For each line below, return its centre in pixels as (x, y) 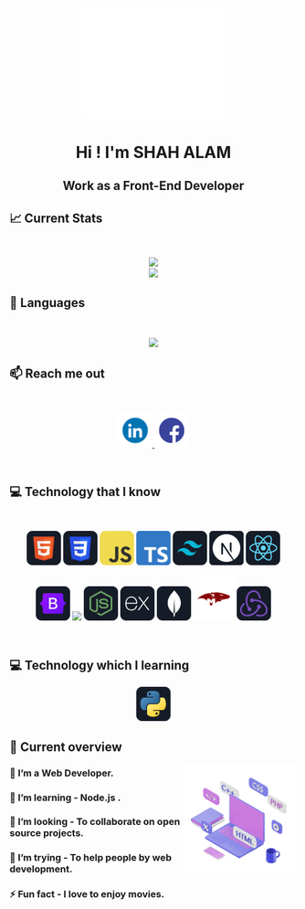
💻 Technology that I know (85, 492)
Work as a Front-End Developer (153, 186)
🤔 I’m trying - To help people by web (90, 858)
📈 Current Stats (56, 218)
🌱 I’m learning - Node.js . (65, 798)
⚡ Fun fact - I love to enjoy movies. (87, 894)
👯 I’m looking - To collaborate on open (95, 822)
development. (41, 869)
